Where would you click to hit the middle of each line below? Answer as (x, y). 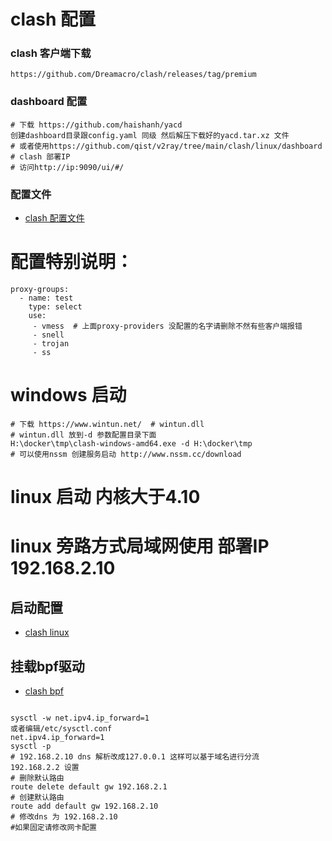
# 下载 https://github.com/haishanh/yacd (96, 125)
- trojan (51, 344)
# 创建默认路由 (37, 797)
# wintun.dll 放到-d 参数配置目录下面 (83, 435)
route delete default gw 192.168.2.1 (89, 786)
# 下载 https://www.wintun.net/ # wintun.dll (107, 424)
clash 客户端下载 (51, 53)
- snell (48, 335)
